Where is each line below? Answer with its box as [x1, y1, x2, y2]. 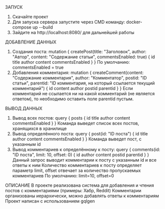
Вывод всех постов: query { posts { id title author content [12, 115, 131, 121]
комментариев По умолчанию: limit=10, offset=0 [12, 173, 114, 178]
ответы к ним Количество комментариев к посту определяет [12, 163, 142, 168]
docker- [126, 19, 143, 25]
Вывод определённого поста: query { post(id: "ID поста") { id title [12, 131, 148, 136]
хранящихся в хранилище [12, 125, 67, 131]
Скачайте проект [12, 14, 48, 19]
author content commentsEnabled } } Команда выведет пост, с [12, 136, 142, 142]
